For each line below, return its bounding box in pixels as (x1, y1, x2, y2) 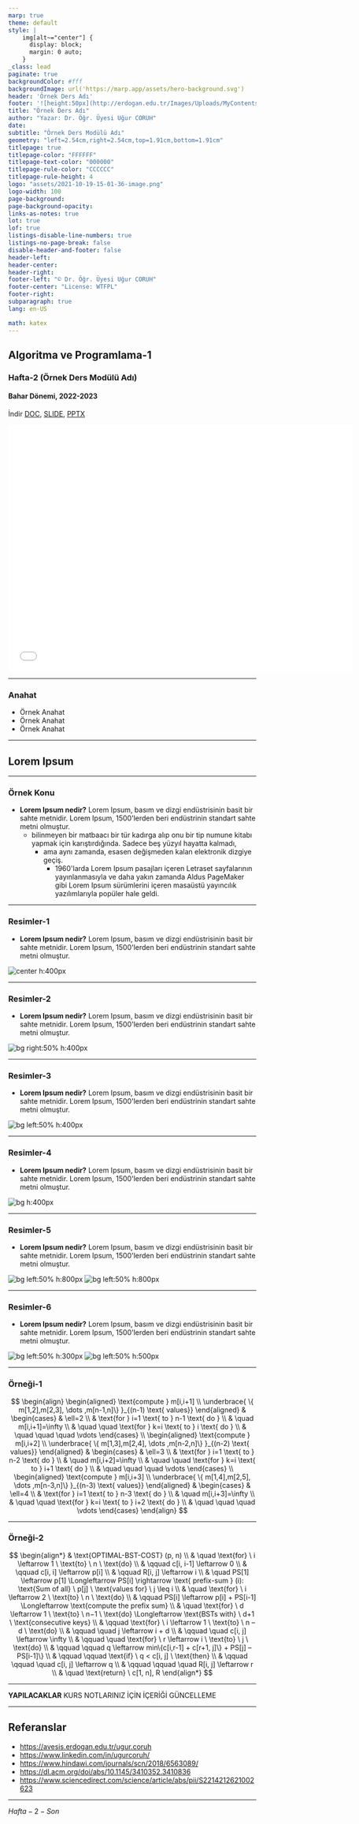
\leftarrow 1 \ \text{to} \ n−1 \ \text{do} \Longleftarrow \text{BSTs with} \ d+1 (10, 1609, 254, 1618)
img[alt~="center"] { (22, 33, 93, 42)
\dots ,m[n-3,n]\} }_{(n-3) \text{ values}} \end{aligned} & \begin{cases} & (13, 1480, 251, 1489)
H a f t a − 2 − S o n (8, 1806, 60, 1815)
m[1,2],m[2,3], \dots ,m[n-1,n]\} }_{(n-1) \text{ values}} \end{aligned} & (18, 1405, 246, 1415)
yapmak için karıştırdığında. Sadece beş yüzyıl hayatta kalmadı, (31, 839, 237, 848)
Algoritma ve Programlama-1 (8, 348, 152, 361)
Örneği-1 (8, 1378, 43, 1389)
